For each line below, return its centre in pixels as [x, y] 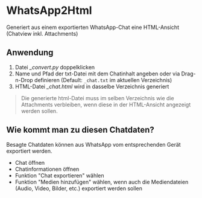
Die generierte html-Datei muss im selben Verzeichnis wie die [97, 98]
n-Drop [24, 80]
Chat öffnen [30, 162]
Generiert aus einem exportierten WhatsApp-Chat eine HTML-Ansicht [93, 27]
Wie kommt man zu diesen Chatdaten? [80, 130]
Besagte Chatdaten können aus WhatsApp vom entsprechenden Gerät [93, 144]
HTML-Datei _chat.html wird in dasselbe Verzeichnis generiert [92, 86]
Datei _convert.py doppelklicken [55, 67]
